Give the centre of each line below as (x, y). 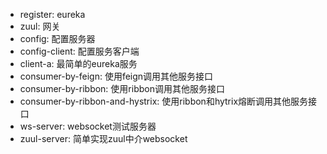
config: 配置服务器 (57, 38)
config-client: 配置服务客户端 (79, 51)
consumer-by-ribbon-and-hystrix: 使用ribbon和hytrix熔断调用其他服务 (164, 101)
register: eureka (52, 14)
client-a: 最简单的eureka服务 (78, 63)
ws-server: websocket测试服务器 (88, 126)
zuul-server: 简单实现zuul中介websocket (103, 138)
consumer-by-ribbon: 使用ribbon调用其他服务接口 (122, 88)
